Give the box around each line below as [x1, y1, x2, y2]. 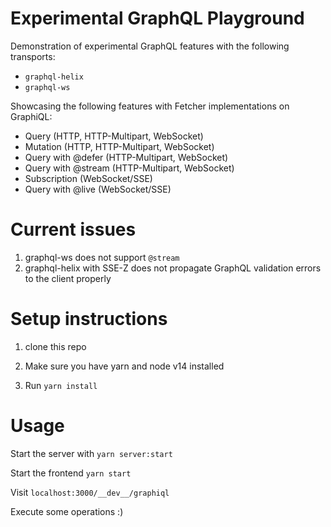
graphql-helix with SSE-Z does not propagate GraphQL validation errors [24, 262, 322, 274]
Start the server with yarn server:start [10, 447, 173, 459]
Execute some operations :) [10, 505, 124, 517]
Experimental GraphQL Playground [10, 7, 305, 30]
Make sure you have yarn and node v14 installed [24, 360, 225, 372]
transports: [10, 50, 56, 62]
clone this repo [24, 340, 87, 352]
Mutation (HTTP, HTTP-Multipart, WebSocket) [24, 140, 215, 152]
